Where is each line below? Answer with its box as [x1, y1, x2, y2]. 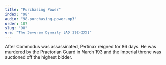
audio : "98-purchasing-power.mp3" [5, 16, 77, 21]
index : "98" [5, 12, 30, 17]
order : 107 [5, 21, 28, 26]
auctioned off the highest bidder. [5, 54, 72, 60]
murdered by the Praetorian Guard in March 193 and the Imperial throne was [5, 49, 162, 55]
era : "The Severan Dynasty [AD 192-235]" [5, 30, 92, 35]
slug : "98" [5, 26, 28, 31]
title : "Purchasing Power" [5, 7, 61, 12]
